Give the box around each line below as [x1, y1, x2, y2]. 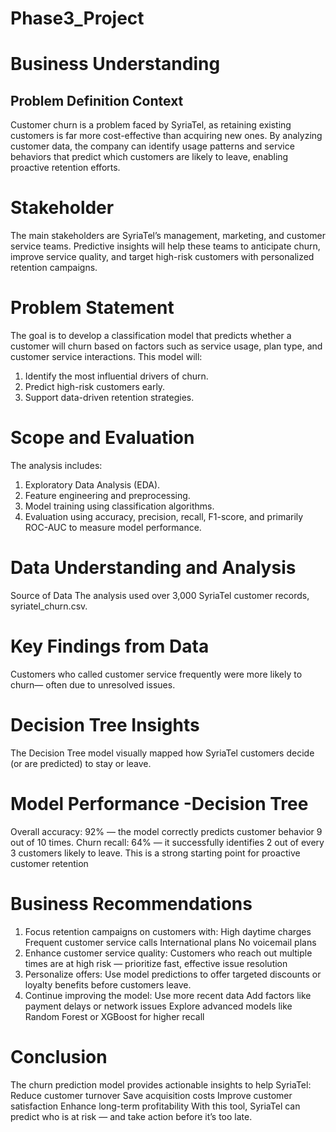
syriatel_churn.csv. [10, 600, 88, 612]
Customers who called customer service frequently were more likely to [10, 668, 303, 680]
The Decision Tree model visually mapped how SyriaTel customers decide [10, 747, 315, 759]
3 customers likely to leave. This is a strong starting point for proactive [10, 847, 301, 859]
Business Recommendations [10, 892, 253, 915]
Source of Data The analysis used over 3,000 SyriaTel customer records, [10, 589, 310, 601]
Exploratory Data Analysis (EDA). [24, 479, 161, 491]
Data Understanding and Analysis [10, 557, 297, 579]
